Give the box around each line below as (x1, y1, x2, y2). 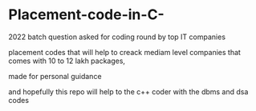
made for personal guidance (8, 71, 102, 81)
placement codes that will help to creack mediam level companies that (8, 47, 241, 57)
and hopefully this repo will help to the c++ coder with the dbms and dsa (8, 86, 249, 97)
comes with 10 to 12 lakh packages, (8, 56, 126, 65)
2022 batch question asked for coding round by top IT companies (8, 32, 226, 42)
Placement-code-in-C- (8, 6, 165, 24)
